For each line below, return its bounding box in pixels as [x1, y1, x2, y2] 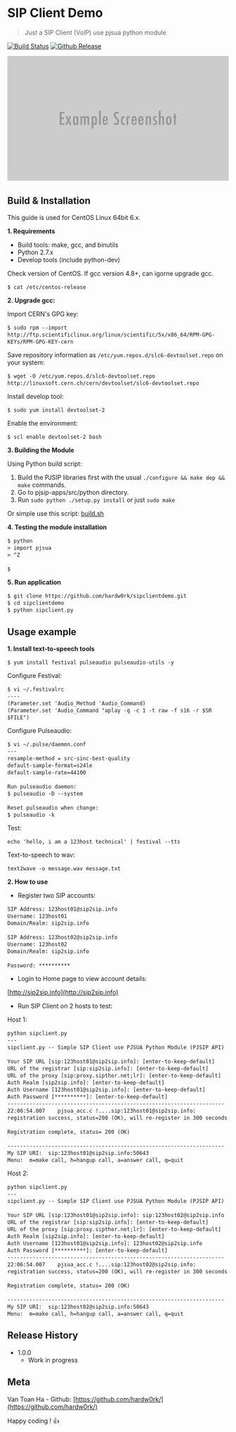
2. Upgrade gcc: [7, 296, 55, 304]
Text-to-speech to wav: [7, 851, 76, 859]
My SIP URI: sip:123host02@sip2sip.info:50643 [7, 1304, 150, 1311]
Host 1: [7, 1016, 27, 1024]
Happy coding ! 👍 [7, 1416, 60, 1425]
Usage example [7, 626, 77, 638]
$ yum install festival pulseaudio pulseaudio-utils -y [7, 659, 174, 667]
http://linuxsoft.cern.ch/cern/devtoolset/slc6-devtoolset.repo [7, 380, 199, 387]
